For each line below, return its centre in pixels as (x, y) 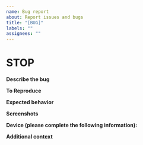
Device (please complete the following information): (72, 125)
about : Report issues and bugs (45, 17)
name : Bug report (28, 12)
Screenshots (22, 114)
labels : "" (20, 28)
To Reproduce (24, 91)
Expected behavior (30, 102)
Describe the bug (28, 79)
